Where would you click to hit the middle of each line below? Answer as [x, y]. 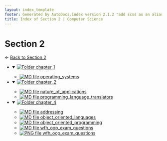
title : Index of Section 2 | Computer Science [54, 19]
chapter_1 [46, 67]
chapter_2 [46, 82]
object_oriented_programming [71, 123]
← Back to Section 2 [25, 57]
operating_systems [60, 77]
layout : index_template [29, 10]
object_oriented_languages [68, 117]
